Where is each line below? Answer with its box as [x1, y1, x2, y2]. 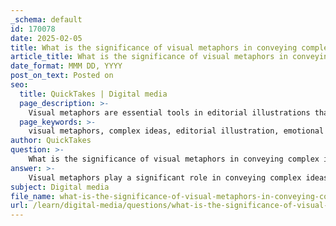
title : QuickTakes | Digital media [19, 89, 168, 99]
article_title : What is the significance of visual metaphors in [10, 52, 288, 62]
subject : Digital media [10, 182, 110, 192]
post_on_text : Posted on [10, 71, 114, 81]
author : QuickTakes [10, 136, 92, 146]
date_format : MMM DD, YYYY [10, 61, 123, 71]
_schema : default [10, 14, 83, 25]
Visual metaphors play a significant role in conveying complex [28, 172, 302, 183]
